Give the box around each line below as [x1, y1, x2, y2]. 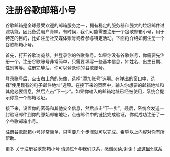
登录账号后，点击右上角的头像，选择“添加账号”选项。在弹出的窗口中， [5, 75, 151, 82]
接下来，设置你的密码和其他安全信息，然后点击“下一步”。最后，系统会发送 [5, 105, 160, 111]
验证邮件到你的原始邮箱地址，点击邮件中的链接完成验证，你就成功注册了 [9, 111, 160, 117]
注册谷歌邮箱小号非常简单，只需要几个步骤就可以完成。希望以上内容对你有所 [5, 129, 165, 135]
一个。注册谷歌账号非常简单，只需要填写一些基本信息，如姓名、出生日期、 [9, 58, 165, 64]
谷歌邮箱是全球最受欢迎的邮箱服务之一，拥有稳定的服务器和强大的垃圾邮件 [5, 22, 160, 28]
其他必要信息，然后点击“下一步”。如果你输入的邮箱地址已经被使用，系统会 [5, 88, 160, 94]
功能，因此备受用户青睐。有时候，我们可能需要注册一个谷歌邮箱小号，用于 [9, 28, 165, 34]
